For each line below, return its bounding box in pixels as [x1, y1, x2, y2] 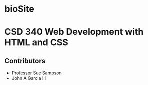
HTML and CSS [4, 37, 68, 48]
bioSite [4, 3, 34, 15]
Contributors [4, 56, 46, 65]
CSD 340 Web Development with [4, 26, 144, 38]
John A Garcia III [11, 75, 46, 81]
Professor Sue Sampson [11, 70, 62, 76]
